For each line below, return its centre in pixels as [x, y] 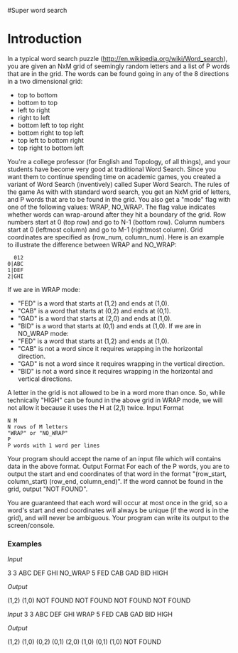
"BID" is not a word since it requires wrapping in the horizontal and [115, 371]
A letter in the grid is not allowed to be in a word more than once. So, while [117, 392]
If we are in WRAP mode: [44, 289]
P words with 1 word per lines [54, 446]
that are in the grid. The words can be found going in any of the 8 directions [118, 73]
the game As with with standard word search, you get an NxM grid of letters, [119, 192]
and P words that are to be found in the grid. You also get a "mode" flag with [119, 199]
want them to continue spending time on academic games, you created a [114, 176]
